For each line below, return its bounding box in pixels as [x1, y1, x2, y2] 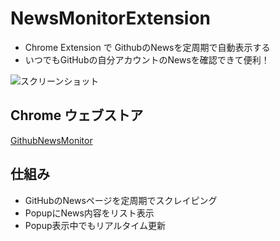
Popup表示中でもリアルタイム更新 [24, 219, 167, 231]
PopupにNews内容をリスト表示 [24, 207, 155, 219]
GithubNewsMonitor [10, 134, 93, 146]
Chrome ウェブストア [10, 107, 144, 124]
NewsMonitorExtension [10, 7, 212, 30]
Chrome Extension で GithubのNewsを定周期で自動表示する [24, 41, 271, 53]
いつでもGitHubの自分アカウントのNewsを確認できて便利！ [24, 53, 270, 66]
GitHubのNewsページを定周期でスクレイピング [24, 194, 218, 206]
